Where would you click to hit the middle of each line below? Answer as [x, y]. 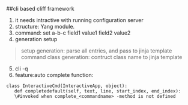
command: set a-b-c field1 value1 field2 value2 [73, 33]
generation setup [36, 39]
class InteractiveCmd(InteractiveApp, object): [67, 86]
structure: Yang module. [45, 27]
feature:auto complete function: [54, 75]
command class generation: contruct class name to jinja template [102, 57]
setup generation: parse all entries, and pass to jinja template [96, 51]
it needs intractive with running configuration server [79, 20]
